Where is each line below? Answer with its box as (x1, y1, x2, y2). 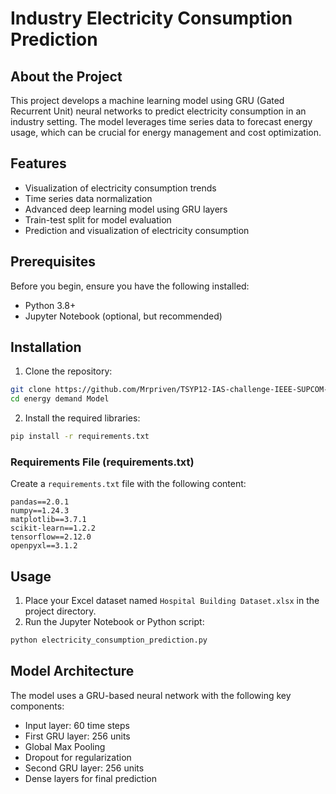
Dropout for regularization (24, 751, 132, 763)
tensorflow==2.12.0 (10, 532, 92, 542)
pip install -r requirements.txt (10, 432, 150, 442)
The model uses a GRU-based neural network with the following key (10, 689, 292, 701)
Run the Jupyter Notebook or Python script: (24, 616, 205, 628)
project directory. (24, 605, 97, 617)
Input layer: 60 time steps (24, 719, 130, 731)
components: (10, 700, 65, 712)
